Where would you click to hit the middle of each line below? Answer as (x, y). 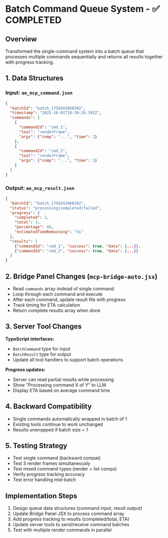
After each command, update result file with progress (69, 299)
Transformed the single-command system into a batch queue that (75, 51)
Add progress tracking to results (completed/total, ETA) (71, 519)
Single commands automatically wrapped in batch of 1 (70, 419)
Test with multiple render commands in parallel (62, 530)
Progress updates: (25, 370)
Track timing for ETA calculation (46, 305)
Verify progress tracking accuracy (49, 475)
